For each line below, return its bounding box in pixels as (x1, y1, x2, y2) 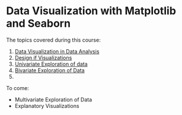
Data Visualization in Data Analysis (14, 47, 100, 55)
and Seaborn (6, 17, 71, 30)
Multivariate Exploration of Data (14, 96, 92, 103)
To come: (6, 84, 30, 91)
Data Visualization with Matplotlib (6, 4, 177, 18)
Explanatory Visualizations (14, 102, 79, 109)
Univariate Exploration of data (14, 60, 88, 68)
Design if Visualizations (14, 54, 72, 61)
